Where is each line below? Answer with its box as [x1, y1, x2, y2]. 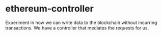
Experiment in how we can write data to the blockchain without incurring [5, 19, 157, 25]
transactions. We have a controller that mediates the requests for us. [5, 24, 149, 30]
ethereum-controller [5, 3, 94, 14]
